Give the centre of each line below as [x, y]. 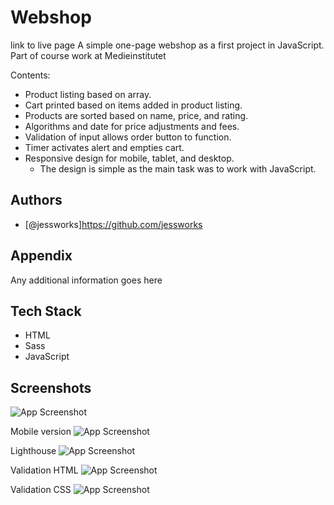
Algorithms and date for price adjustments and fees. [132, 126]
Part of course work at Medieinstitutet [88, 55]
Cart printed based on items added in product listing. [133, 105]
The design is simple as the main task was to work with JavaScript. [178, 168]
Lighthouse [33, 451]
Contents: [30, 75]
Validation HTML [44, 470]
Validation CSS [41, 490]
